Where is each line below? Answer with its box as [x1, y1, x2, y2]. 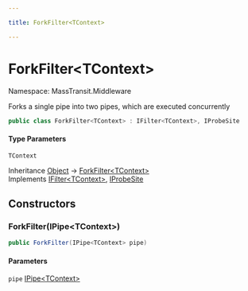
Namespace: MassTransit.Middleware [8, 86, 132, 95]
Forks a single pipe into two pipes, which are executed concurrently [8, 101, 231, 111]
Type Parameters [8, 134, 67, 144]
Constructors [8, 197, 76, 211]
